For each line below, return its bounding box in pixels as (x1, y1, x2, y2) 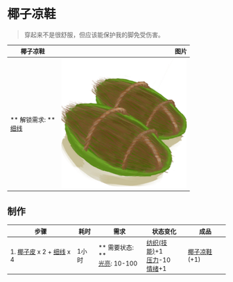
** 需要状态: (98, 243, 134, 252)
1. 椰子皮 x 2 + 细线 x (10, 247, 71, 256)
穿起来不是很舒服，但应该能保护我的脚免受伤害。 (24, 30, 164, 39)
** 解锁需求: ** (10, 116, 55, 124)
